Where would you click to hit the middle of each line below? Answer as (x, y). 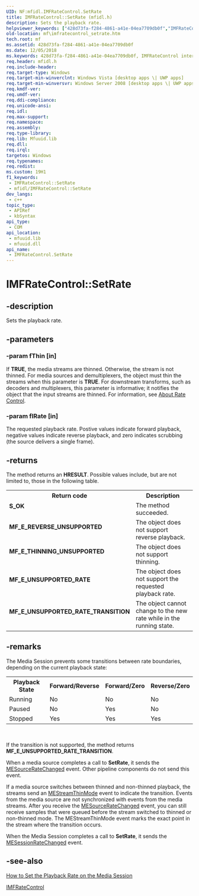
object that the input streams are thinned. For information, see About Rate (96, 394)
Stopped (21, 718)
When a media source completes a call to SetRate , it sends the (83, 762)
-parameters (30, 339)
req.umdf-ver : (24, 95)
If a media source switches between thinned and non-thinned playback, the (98, 787)
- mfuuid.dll (25, 244)
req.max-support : (28, 117)
